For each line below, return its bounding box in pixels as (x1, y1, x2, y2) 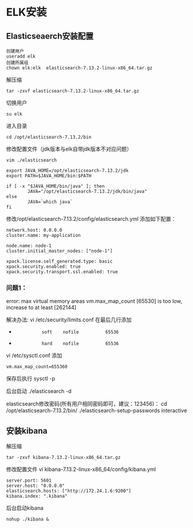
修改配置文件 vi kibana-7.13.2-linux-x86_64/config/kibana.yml (6, 465, 156, 473)
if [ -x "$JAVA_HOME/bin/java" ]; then (6, 183, 105, 189)
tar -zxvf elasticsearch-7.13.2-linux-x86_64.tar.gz (6, 88, 140, 94)
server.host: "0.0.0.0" (6, 483, 65, 489)
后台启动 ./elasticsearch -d (6, 388, 72, 395)
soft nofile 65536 (41, 329, 119, 335)
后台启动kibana (6, 504, 43, 512)
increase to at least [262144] (6, 304, 77, 311)
